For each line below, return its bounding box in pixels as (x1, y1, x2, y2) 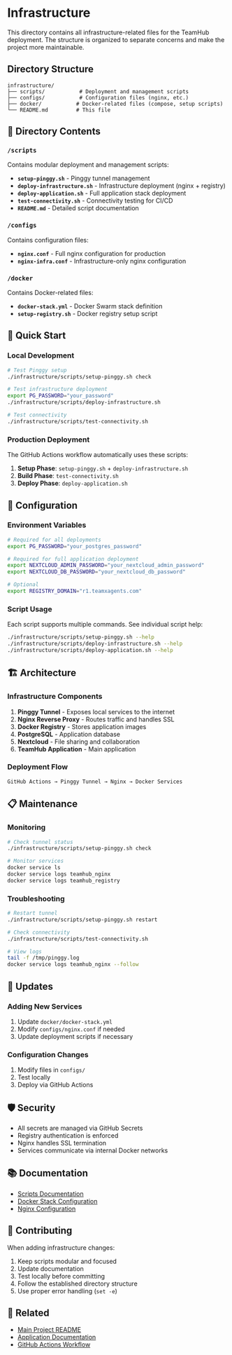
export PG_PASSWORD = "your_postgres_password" (7, 543, 142, 550)
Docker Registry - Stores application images (17, 722, 147, 730)
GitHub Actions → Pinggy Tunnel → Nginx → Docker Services (7, 778, 183, 785)
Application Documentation (17, 1333, 96, 1342)
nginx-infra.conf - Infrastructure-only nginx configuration (17, 257, 187, 265)
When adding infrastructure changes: (7, 1243, 115, 1252)
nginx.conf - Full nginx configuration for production (17, 249, 166, 257)
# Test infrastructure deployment (7, 386, 108, 393)
